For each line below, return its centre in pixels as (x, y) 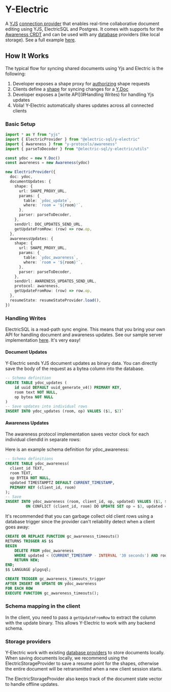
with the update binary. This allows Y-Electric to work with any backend (80, 622)
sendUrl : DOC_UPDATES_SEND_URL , (49, 224)
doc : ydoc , (21, 177)
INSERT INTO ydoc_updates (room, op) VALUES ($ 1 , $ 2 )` (65, 411)
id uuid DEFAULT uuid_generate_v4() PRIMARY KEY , (68, 387)
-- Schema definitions (29, 459)
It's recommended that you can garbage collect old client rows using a (79, 516)
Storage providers (28, 641)
